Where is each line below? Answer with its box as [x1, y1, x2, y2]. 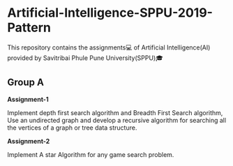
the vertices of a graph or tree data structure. [7, 123, 137, 132]
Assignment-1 [7, 95, 49, 103]
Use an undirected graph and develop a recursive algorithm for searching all [7, 116, 227, 124]
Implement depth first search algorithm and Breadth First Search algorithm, [7, 108, 223, 116]
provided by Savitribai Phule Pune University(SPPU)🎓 [7, 54, 164, 62]
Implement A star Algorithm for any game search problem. [7, 150, 174, 158]
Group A [7, 77, 44, 89]
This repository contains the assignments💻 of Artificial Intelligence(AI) [7, 43, 211, 52]
